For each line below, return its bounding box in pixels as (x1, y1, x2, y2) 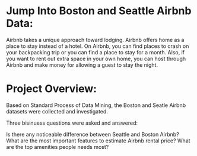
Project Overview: (6, 82, 97, 96)
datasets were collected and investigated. (6, 108, 109, 115)
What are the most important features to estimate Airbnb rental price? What (6, 137, 191, 144)
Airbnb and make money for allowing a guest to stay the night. (6, 61, 158, 69)
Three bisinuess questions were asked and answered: (6, 119, 138, 126)
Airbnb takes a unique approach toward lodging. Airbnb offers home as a (6, 36, 185, 43)
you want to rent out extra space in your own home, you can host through (6, 55, 186, 62)
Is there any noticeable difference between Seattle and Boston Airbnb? (6, 131, 179, 138)
